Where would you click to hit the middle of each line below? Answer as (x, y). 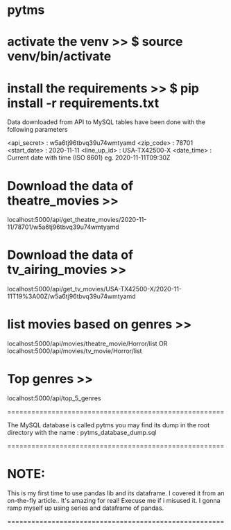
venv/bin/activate (59, 57)
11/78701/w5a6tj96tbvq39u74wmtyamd (63, 227)
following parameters (37, 130)
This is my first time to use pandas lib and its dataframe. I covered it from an (116, 493)
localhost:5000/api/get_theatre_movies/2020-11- (77, 220)
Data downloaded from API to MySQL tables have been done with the (106, 122)
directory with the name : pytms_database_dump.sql (82, 433)
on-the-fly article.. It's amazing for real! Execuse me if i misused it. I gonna (114, 501)
